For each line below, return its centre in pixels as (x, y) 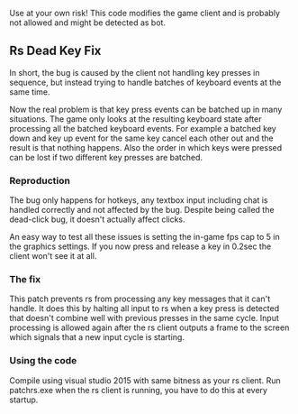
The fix (25, 280)
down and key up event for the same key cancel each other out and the (141, 138)
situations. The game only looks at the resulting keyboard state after (135, 119)
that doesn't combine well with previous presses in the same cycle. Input (144, 318)
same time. (30, 92)
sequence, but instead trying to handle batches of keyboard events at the (145, 82)
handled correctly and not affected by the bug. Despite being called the (142, 210)
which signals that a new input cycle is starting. (97, 337)
